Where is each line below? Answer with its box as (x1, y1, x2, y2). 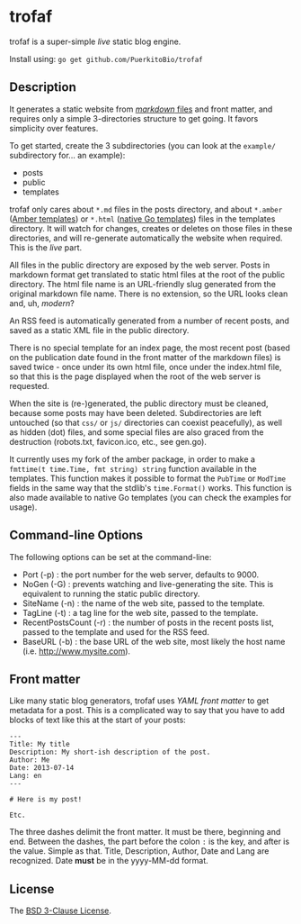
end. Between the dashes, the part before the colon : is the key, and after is (9, 836, 290, 847)
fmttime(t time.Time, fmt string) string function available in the (9, 463, 258, 474)
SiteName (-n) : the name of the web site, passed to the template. (22, 597, 265, 609)
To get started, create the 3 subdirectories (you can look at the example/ (9, 140, 276, 150)
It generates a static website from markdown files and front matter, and (9, 104, 273, 114)
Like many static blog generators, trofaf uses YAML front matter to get (9, 695, 270, 706)
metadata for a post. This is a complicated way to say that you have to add (9, 705, 285, 716)
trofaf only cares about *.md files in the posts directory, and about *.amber (9, 204, 283, 214)
